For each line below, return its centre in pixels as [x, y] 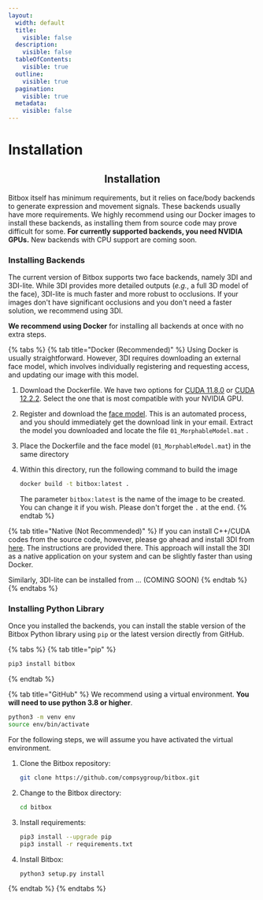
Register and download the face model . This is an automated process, [133, 414]
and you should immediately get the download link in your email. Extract [136, 422]
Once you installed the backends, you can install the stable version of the [127, 626]
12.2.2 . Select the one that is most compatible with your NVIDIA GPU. [131, 398]
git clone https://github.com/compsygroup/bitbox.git [109, 778]
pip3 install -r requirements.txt [76, 844]
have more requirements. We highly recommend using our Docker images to [132, 215]
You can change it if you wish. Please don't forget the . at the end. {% [133, 508]
